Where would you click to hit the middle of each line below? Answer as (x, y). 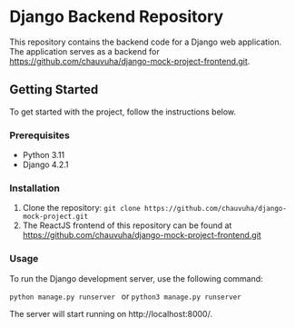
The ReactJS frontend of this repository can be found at (127, 225)
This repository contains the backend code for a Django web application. (146, 42)
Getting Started (54, 89)
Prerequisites (39, 135)
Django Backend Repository (117, 17)
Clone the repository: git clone (81, 208)
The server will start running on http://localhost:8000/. (111, 313)
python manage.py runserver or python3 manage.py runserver (126, 296)
